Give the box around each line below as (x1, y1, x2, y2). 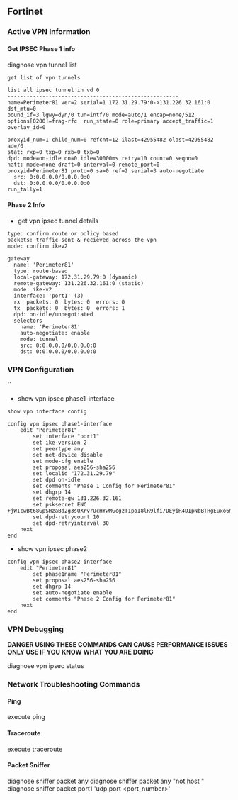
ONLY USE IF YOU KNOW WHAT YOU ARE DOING (7, 648, 154, 657)
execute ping (7, 713, 45, 721)
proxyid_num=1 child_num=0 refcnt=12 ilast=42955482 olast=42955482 (7, 136, 214, 143)
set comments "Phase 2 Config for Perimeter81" (33, 596, 176, 603)
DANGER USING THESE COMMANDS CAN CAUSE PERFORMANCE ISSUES (7, 640, 228, 649)
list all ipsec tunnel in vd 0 (7, 87, 100, 94)
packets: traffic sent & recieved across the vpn (7, 236, 157, 243)
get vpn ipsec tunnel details (17, 216, 99, 225)
